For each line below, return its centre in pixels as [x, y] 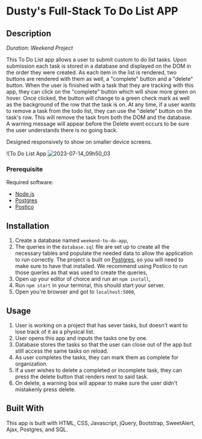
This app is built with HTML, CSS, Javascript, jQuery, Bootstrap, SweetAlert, [101, 423]
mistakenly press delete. [45, 389]
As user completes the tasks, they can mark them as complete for [97, 357]
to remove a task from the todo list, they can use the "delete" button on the [99, 111]
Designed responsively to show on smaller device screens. [79, 142]
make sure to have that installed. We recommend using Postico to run [101, 266]
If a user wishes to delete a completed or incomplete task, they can [98, 370]
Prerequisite [25, 169]
